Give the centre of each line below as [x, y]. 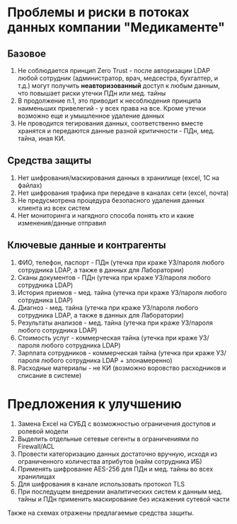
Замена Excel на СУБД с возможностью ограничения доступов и [116, 423]
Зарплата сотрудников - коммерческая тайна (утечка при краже [116, 352]
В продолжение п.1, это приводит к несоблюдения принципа [109, 101]
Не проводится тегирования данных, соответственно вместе [110, 123]
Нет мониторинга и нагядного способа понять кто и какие [106, 215]
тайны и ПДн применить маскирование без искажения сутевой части [123, 499]
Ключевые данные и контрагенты [87, 245]
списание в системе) [50, 375]
